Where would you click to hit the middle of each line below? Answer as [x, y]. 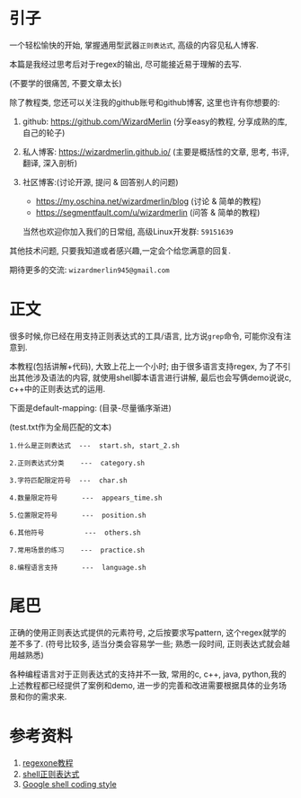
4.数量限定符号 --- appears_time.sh [86, 498]
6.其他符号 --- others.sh [75, 532]
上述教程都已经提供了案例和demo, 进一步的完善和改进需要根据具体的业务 [144, 685]
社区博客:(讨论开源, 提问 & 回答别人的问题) [100, 182]
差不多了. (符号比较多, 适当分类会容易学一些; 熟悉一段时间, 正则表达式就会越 [150, 643]
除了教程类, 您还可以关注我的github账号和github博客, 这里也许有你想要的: [145, 102]
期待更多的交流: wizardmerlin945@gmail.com [89, 270]
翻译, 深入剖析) [50, 163]
